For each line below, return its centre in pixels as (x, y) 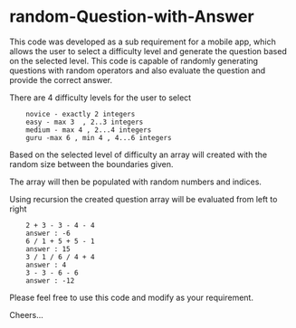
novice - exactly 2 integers (81, 114)
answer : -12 (50, 281)
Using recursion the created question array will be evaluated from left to (143, 199)
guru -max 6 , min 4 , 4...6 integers (99, 137)
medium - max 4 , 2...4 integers (89, 130)
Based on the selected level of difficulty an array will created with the (138, 155)
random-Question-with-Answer (132, 17)
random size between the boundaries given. (91, 164)
